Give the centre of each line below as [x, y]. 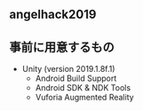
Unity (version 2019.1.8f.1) [68, 69]
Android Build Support [76, 78]
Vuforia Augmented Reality [85, 98]
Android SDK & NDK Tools [83, 88]
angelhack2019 [53, 15]
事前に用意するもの [62, 47]
